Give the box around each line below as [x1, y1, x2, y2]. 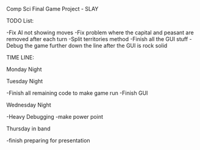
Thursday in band [6, 125, 51, 132]
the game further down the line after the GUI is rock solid [24, 42, 168, 49]
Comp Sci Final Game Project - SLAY [6, 6, 99, 12]
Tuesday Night [6, 78, 43, 84]
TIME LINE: [6, 54, 35, 61]
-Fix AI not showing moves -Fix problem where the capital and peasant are [6, 29, 194, 36]
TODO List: [6, 17, 34, 24]
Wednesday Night [6, 101, 52, 108]
